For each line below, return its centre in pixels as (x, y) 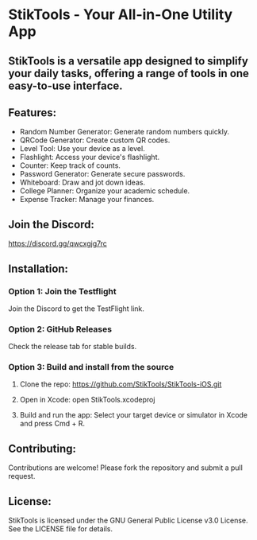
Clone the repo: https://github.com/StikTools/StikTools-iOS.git (121, 384)
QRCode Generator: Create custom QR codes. (95, 140)
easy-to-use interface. (65, 85)
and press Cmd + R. (52, 424)
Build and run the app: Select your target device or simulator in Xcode (134, 415)
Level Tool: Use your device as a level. (82, 149)
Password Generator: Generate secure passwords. (102, 174)
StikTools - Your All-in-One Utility (121, 15)
